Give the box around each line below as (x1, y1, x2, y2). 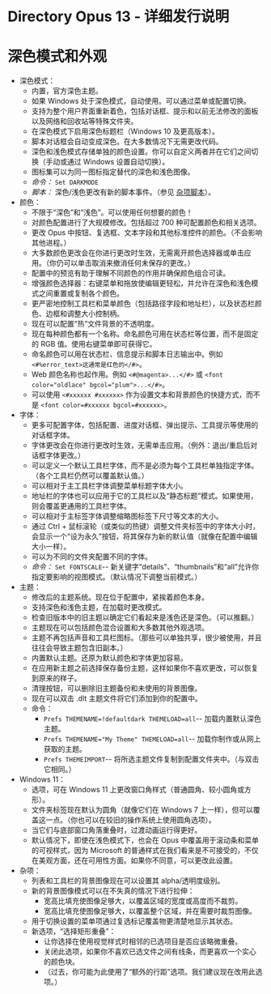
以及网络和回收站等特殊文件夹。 (31, 117, 138, 126)
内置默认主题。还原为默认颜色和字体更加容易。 (31, 653, 188, 663)
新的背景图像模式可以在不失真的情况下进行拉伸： (31, 886, 195, 896)
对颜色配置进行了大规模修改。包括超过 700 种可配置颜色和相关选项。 (31, 218, 261, 228)
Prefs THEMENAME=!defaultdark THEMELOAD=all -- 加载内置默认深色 (43, 714, 261, 723)
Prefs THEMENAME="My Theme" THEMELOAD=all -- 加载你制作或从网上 (43, 734, 261, 744)
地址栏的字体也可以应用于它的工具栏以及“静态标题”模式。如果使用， (31, 491, 258, 501)
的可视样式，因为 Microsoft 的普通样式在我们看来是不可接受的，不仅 (31, 846, 260, 855)
